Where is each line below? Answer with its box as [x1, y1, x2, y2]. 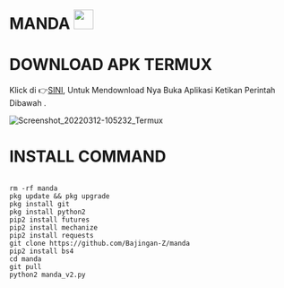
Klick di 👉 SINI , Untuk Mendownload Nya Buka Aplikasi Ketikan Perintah [9, 85, 276, 96]
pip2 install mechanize [9, 223, 99, 232]
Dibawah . [9, 98, 47, 109]
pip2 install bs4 [9, 247, 74, 256]
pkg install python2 [9, 207, 87, 217]
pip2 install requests [9, 231, 94, 240]
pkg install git [9, 200, 70, 209]
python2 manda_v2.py [9, 270, 87, 280]
